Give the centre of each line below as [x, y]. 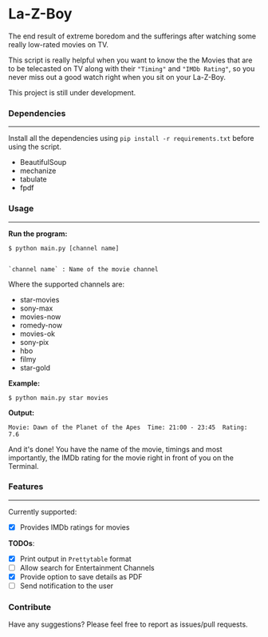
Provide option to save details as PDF [81, 577]
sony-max [36, 308]
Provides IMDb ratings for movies [75, 527]
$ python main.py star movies [59, 398]
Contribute [30, 607]
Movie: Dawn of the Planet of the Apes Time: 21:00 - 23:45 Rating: [128, 427]
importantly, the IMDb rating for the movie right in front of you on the [121, 458]
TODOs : [22, 543]
